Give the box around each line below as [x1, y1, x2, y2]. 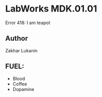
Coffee [12, 81, 27, 87]
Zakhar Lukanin [5, 47, 38, 53]
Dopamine [12, 86, 35, 92]
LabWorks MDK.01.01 [5, 3, 97, 15]
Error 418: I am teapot [5, 20, 51, 26]
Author [5, 34, 28, 43]
